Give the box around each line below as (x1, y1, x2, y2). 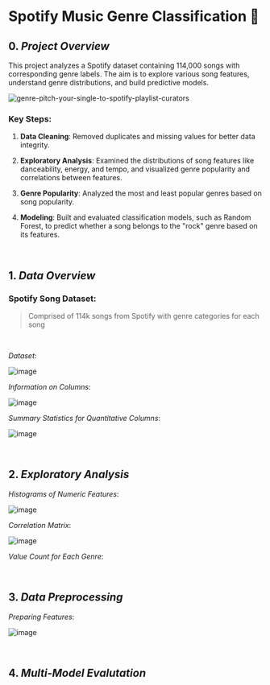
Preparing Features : (8, 612, 75, 621)
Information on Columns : (8, 382, 91, 391)
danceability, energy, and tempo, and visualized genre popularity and (19, 164, 251, 174)
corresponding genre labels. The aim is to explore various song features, (8, 69, 250, 79)
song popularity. (19, 197, 75, 207)
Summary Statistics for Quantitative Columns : (8, 413, 161, 423)
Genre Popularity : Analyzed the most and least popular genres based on (19, 188, 262, 198)
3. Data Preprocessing (8, 591, 123, 605)
